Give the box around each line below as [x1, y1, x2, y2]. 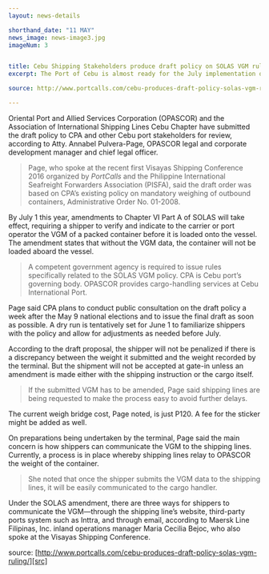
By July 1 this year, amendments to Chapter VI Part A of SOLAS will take [8, 212, 246, 222]
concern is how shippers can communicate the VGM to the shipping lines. [8, 441, 252, 451]
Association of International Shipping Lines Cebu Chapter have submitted [8, 122, 251, 131]
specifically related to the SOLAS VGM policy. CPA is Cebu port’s [27, 270, 242, 280]
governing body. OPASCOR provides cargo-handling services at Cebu [27, 279, 259, 288]
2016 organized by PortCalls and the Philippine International [27, 171, 226, 181]
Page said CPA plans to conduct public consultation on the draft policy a [8, 303, 247, 312]
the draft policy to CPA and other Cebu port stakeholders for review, [8, 130, 232, 140]
